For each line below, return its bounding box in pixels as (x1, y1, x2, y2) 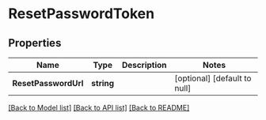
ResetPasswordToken (8, 5, 155, 23)
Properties (8, 36, 62, 50)
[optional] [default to (174, 73, 252, 84)
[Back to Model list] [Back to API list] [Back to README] (8, 103, 190, 112)
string (90, 78, 115, 88)
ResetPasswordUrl (12, 78, 84, 88)
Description (121, 60, 168, 70)
